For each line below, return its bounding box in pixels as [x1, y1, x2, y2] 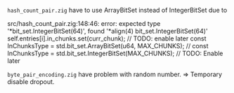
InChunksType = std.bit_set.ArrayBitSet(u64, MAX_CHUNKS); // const [7, 42, 209, 50]
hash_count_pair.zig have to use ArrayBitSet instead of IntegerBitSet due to [7, 6, 228, 14]
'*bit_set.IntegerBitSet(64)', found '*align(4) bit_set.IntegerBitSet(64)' [7, 27, 209, 35]
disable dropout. [7, 78, 55, 86]
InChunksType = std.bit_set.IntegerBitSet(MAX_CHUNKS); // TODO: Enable [7, 49, 223, 57]
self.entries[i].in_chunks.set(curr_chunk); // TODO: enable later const [7, 34, 207, 43]
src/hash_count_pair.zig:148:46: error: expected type [7, 20, 161, 27]
